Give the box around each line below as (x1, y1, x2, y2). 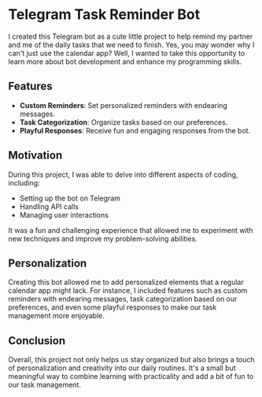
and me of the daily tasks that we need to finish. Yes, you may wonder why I (8, 39, 255, 49)
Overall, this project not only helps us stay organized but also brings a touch (8, 355, 255, 365)
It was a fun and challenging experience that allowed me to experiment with (8, 225, 253, 234)
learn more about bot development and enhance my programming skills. (8, 57, 242, 66)
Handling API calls (19, 201, 79, 211)
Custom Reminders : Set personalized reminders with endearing (19, 100, 228, 110)
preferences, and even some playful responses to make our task (8, 302, 217, 313)
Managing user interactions (19, 210, 109, 219)
